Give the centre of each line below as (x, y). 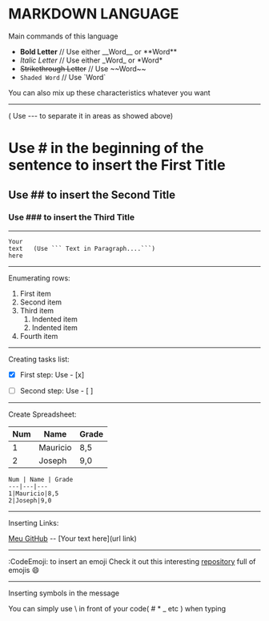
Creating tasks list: (39, 359)
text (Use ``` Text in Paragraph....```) (82, 248)
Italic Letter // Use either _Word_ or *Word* (91, 60)
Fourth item (39, 336)
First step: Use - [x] (52, 374)
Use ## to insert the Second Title (92, 194)
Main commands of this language (63, 36)
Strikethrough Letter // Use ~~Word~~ (83, 68)
